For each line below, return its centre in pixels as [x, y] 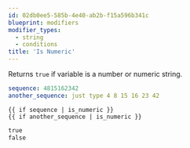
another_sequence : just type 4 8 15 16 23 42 [84, 96]
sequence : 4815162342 [44, 88]
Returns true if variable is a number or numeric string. [95, 74]
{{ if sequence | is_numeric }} [61, 110]
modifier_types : [35, 30]
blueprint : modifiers [44, 23]
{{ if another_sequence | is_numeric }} [75, 117]
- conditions [37, 45]
